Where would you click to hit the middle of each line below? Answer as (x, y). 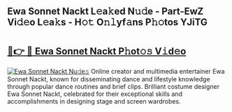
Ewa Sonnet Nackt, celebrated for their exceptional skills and (95, 94)
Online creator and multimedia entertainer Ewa (158, 71)
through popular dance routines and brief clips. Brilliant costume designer (114, 87)
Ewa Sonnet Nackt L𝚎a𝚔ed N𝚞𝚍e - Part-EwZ (106, 11)
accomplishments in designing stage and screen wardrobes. (94, 101)
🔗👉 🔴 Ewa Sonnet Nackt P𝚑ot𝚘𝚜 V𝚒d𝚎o (97, 51)
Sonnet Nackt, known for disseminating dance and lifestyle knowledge (109, 79)
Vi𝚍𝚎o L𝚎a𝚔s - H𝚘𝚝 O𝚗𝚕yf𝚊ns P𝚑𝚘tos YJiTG (108, 23)
